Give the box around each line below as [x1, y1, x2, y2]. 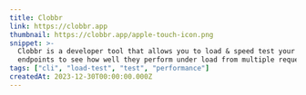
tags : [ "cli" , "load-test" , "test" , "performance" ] [9, 64, 209, 73]
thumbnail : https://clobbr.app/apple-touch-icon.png [9, 30, 214, 39]
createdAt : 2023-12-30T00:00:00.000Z [9, 72, 153, 81]
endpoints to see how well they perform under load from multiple [17, 55, 275, 64]
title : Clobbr [9, 13, 64, 23]
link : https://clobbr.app [9, 22, 107, 31]
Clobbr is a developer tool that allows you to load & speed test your [17, 47, 296, 56]
